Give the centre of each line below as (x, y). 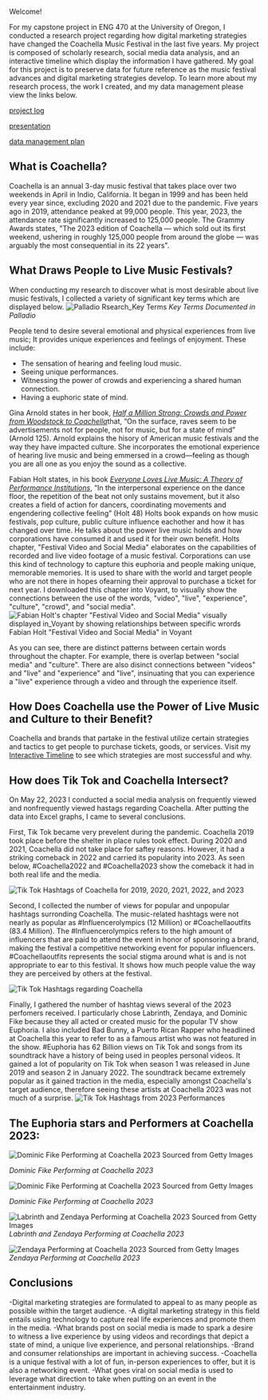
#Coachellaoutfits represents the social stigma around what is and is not (128, 957)
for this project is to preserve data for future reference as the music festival (133, 70)
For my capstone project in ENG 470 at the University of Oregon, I (117, 27)
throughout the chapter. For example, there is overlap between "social (124, 656)
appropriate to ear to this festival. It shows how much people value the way (132, 965)
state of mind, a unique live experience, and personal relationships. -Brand (132, 1344)
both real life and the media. (55, 875)
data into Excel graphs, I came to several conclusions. (98, 817)
